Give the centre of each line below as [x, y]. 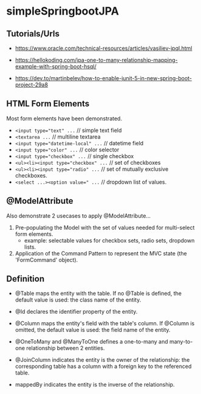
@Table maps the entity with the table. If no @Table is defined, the [98, 294]
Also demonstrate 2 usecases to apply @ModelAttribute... [78, 216]
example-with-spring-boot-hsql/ [56, 66]
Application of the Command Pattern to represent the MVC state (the [101, 253]
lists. [30, 247]
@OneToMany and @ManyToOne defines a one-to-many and [91, 342]
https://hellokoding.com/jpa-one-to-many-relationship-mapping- [96, 60]
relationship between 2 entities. [66, 348]
